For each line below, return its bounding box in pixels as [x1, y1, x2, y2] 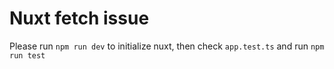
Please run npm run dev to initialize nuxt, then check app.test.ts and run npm [9, 40, 325, 52]
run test [9, 50, 46, 61]
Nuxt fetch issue [9, 7, 150, 30]
